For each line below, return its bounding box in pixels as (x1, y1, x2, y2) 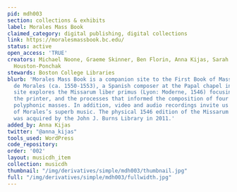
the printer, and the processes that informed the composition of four (13, 96, 229, 103)
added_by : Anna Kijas (7, 121, 71, 129)
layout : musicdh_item (7, 154, 71, 162)
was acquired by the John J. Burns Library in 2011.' (13, 115, 175, 122)
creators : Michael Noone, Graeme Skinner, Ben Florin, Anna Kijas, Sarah (7, 56, 229, 63)
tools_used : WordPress (7, 134, 74, 141)
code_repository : (7, 141, 59, 148)
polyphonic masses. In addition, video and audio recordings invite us (13, 102, 229, 109)
